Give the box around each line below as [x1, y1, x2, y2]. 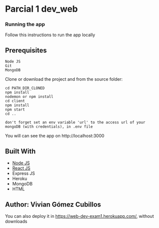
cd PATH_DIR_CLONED [5, 86, 45, 91]
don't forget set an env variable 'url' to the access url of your [5, 120, 146, 125]
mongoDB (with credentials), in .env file [5, 124, 93, 129]
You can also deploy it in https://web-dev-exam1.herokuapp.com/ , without [5, 213, 154, 219]
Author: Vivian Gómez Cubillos [5, 200, 101, 208]
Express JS [12, 170, 35, 177]
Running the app [5, 21, 45, 28]
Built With [5, 147, 36, 155]
